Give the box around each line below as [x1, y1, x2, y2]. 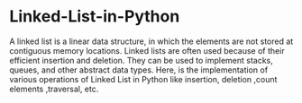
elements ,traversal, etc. [9, 83, 99, 94]
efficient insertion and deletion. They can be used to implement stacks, [9, 55, 273, 65]
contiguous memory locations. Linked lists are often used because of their [9, 45, 286, 56]
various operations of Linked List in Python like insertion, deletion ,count [9, 73, 278, 84]
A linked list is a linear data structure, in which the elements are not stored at [9, 36, 294, 47]
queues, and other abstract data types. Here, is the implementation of [9, 64, 269, 75]
